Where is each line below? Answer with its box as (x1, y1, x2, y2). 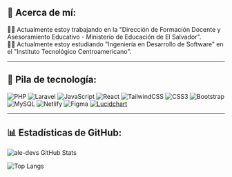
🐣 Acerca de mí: (7, 7, 77, 19)
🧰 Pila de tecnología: (7, 74, 97, 86)
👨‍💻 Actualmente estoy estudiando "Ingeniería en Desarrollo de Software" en (7, 39, 224, 48)
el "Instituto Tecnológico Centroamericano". (7, 47, 132, 55)
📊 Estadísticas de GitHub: (7, 127, 122, 139)
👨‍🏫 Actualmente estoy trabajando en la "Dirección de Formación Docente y (7, 25, 221, 33)
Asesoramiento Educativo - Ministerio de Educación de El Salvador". (7, 32, 202, 41)
